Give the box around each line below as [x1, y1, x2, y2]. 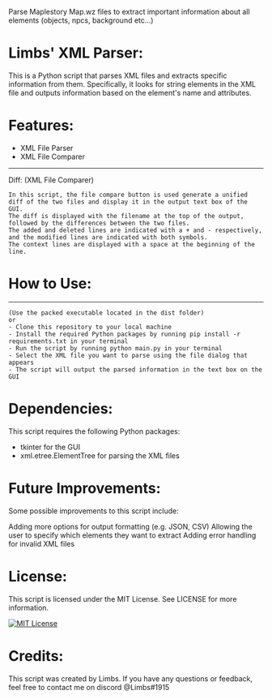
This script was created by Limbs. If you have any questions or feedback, [8, 673, 253, 684]
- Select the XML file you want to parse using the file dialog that [8, 351, 249, 359]
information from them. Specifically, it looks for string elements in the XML [8, 79, 257, 88]
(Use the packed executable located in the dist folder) [8, 308, 205, 317]
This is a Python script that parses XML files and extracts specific [8, 71, 227, 80]
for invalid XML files [8, 538, 75, 548]
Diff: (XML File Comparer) [8, 174, 95, 185]
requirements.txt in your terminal [8, 337, 129, 345]
